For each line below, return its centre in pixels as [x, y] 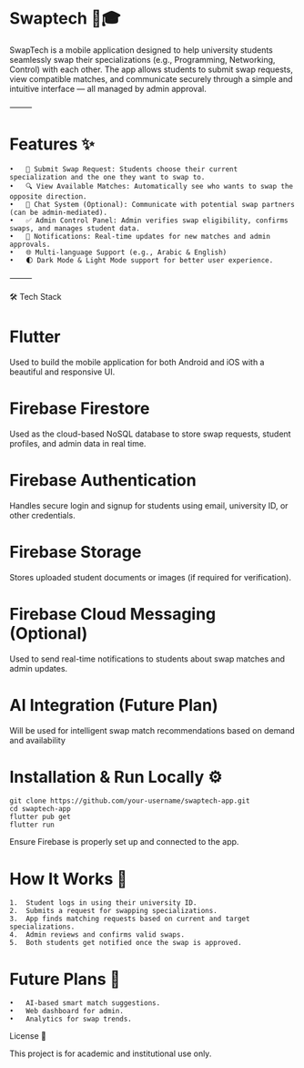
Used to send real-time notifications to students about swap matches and [147, 659]
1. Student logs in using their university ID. [103, 903]
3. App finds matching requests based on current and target [130, 919]
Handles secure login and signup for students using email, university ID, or [149, 505]
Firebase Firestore [80, 408]
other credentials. [42, 515]
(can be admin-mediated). [58, 212]
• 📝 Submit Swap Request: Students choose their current [124, 169]
